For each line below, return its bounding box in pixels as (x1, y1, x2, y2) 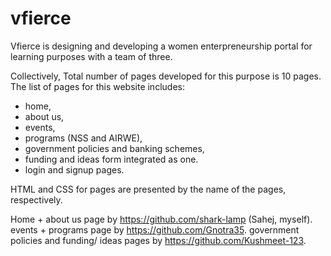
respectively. (10, 193, 63, 206)
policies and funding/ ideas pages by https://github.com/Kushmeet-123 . (10, 234, 307, 246)
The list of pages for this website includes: (10, 80, 185, 92)
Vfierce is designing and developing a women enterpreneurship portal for (10, 40, 313, 52)
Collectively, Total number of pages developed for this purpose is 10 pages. (10, 70, 322, 82)
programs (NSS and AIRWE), (24, 132, 143, 144)
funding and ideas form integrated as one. (24, 153, 199, 165)
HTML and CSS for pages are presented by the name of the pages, (10, 183, 287, 195)
